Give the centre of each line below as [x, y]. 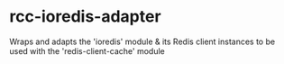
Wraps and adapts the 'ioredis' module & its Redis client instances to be [142, 41]
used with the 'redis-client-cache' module [87, 50]
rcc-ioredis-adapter [85, 17]
